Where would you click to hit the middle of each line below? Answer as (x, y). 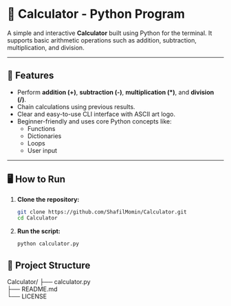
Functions (41, 128)
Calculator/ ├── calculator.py (49, 282)
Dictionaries (44, 136)
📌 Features (31, 76)
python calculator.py (48, 244)
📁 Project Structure (49, 265)
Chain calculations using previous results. (76, 106)
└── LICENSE (27, 296)
